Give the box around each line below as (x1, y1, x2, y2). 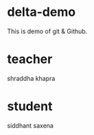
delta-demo (7, 4, 76, 20)
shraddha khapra (7, 74, 56, 82)
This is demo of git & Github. (7, 27, 88, 35)
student (7, 98, 53, 114)
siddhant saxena (7, 121, 54, 129)
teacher (7, 51, 53, 67)
